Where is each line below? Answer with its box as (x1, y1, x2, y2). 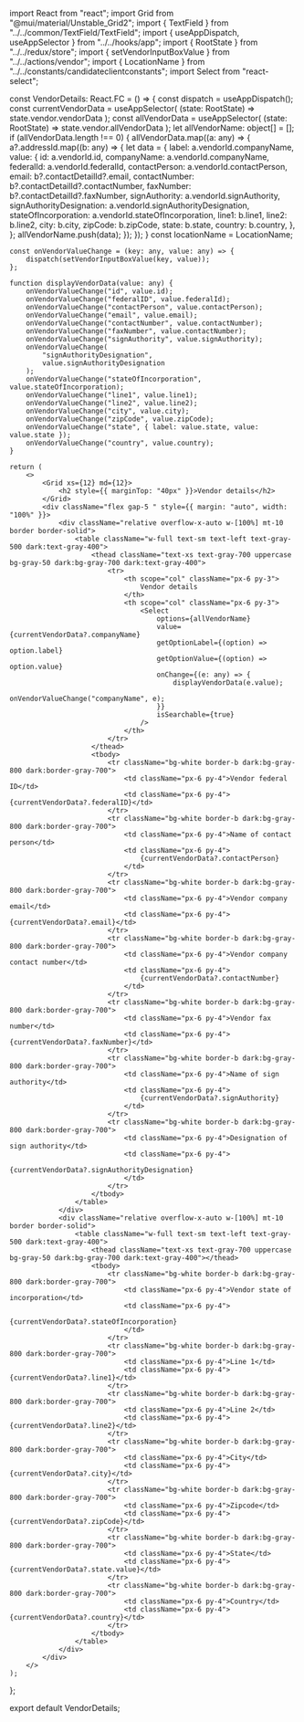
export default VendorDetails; (9, 1703, 121, 1713)
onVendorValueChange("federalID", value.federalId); (26, 295, 231, 304)
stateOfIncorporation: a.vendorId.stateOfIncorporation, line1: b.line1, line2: (9, 210, 288, 220)
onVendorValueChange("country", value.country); (26, 438, 215, 447)
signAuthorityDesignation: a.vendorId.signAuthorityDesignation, (9, 200, 250, 211)
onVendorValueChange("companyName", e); (9, 694, 166, 703)
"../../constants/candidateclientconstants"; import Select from (9, 66, 240, 77)
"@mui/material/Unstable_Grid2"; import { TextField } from (9, 17, 229, 28)
